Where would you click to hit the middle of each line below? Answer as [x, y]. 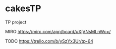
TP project [16, 22]
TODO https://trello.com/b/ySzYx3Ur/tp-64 [49, 41]
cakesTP [23, 9]
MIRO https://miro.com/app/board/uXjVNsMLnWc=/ [58, 31]
